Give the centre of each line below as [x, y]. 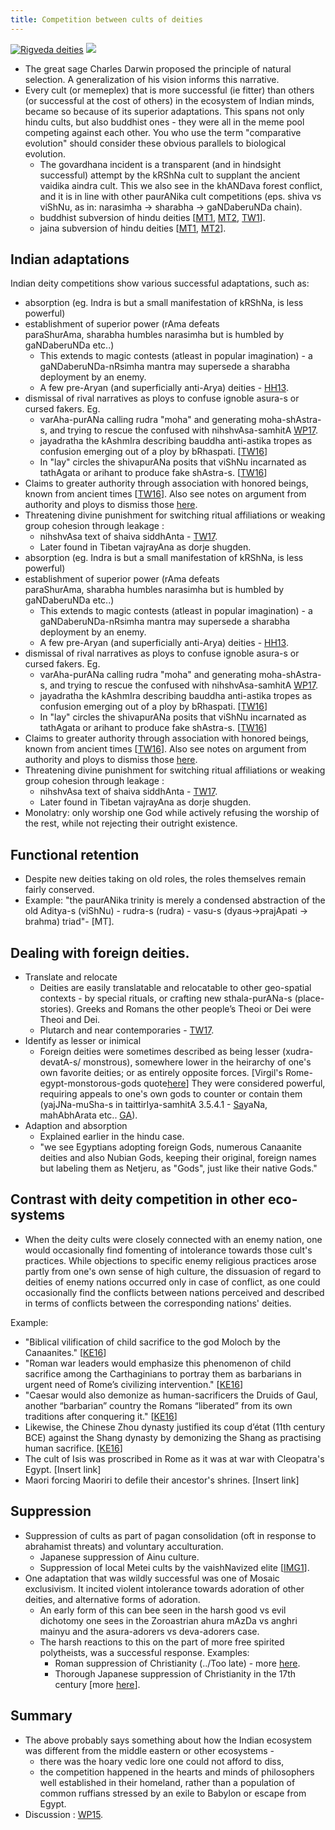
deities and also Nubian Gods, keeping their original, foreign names [178, 1158]
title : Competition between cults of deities [106, 19]
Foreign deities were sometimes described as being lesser [160, 1052]
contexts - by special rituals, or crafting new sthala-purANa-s [166, 998]
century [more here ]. [97, 1684]
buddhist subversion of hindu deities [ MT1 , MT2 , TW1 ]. [152, 217]
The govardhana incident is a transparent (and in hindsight [160, 164]
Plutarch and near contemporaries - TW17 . [127, 1030]
